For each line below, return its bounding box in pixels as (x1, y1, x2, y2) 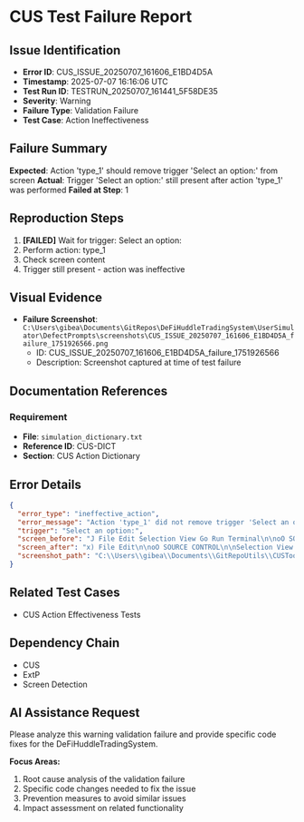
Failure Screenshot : (22, 314, 98, 325)
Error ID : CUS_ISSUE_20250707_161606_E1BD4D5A (22, 66, 214, 77)
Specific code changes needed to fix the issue (22, 783, 196, 795)
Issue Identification (9, 43, 121, 58)
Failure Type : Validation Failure (22, 105, 138, 115)
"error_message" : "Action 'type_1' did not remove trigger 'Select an (17, 517, 290, 527)
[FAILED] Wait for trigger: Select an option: (22, 234, 183, 246)
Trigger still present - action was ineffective (22, 263, 185, 274)
